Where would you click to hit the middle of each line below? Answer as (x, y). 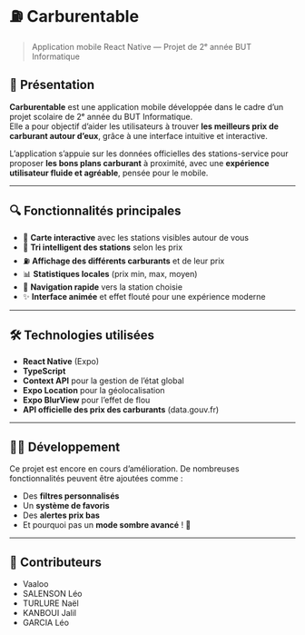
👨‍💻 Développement (65, 446)
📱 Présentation (52, 85)
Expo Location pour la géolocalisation (93, 391)
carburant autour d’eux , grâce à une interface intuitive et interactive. (138, 135)
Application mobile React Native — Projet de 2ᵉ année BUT (142, 46)
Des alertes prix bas (61, 515)
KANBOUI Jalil (49, 613)
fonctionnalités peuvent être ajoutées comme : (96, 479)
